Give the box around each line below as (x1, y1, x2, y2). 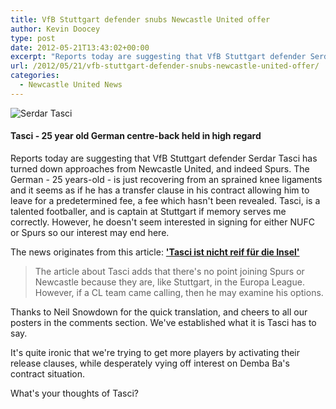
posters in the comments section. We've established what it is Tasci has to (10, 316, 317, 328)
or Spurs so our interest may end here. (10, 226, 170, 238)
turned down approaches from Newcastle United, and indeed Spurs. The (10, 162, 310, 175)
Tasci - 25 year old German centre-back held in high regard (10, 130, 262, 142)
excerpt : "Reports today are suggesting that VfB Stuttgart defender (10, 52, 307, 62)
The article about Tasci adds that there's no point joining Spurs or (34, 265, 305, 277)
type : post (10, 33, 56, 43)
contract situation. (10, 367, 86, 380)
